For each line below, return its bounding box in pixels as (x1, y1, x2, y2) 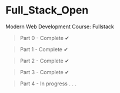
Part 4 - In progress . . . (19, 80, 77, 87)
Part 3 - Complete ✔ (19, 68, 69, 75)
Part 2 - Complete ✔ (19, 57, 69, 64)
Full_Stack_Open (5, 4, 89, 17)
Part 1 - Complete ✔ (19, 45, 68, 53)
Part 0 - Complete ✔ (19, 34, 70, 41)
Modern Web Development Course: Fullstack (5, 23, 114, 30)
